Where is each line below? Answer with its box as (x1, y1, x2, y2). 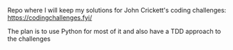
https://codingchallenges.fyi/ (7, 13, 93, 22)
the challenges (7, 35, 51, 43)
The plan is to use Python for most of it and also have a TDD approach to (7, 27, 222, 35)
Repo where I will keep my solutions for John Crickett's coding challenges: (7, 6, 227, 14)
